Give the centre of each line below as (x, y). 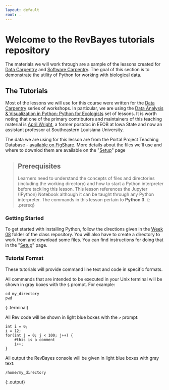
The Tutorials (26, 91)
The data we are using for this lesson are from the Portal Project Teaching (82, 140)
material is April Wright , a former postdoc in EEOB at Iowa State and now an (84, 125)
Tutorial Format (24, 258)
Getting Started (24, 218)
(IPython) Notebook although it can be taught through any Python (86, 194)
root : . (13, 15)
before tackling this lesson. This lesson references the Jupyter (82, 189)
